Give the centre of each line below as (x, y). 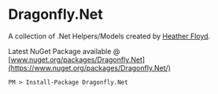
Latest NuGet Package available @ (64, 51)
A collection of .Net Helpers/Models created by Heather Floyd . (109, 36)
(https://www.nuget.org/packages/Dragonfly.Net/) (90, 67)
